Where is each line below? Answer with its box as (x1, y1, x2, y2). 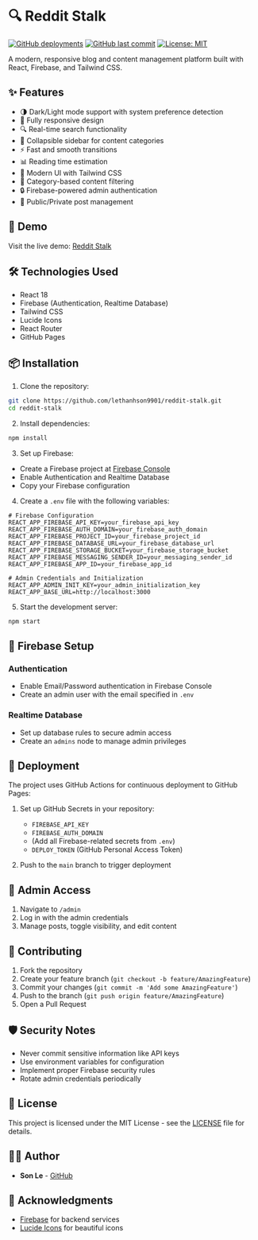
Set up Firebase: (19, 448, 74, 458)
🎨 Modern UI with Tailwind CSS (19, 168, 122, 177)
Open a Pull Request (19, 1000, 87, 1009)
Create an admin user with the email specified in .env (19, 690, 194, 699)
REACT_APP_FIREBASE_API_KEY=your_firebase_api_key (8, 519, 179, 527)
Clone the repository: (19, 382, 90, 391)
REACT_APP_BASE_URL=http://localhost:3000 (8, 588, 151, 596)
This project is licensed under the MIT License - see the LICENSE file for (8, 1118, 245, 1127)
